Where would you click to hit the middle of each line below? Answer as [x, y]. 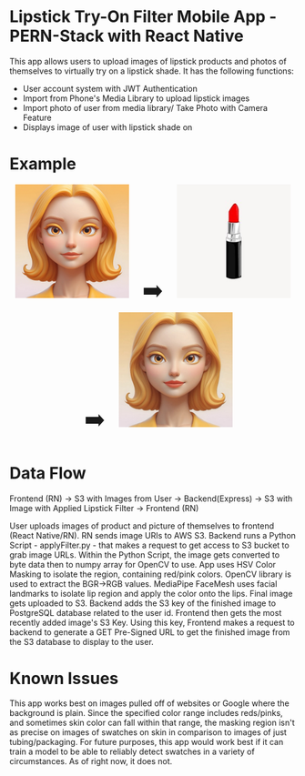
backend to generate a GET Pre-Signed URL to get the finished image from [150, 632]
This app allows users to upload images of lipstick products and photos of [148, 61]
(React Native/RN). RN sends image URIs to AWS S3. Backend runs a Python [152, 535]
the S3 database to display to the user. [82, 641]
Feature [37, 117]
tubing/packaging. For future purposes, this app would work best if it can [147, 742]
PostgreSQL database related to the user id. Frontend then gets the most [146, 612]
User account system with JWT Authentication [110, 88]
